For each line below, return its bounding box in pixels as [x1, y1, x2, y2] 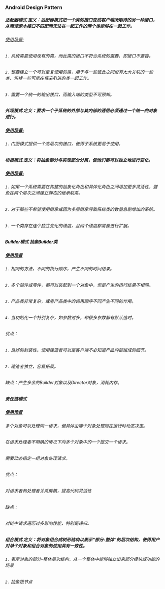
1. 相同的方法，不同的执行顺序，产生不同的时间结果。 [5, 266, 115, 272]
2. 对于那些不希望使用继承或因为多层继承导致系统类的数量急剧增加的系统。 [5, 206, 158, 212]
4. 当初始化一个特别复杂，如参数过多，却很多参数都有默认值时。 [5, 314, 136, 320]
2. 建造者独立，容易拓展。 [5, 363, 59, 369]
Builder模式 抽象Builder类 [5, 239, 58, 245]
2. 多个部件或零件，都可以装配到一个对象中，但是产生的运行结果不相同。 [5, 282, 154, 288]
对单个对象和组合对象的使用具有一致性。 [5, 542, 87, 548]
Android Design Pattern [5, 4, 63, 11]
